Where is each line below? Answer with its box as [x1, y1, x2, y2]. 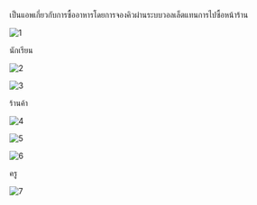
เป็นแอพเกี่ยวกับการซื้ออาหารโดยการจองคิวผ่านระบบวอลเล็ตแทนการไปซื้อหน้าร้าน [9, 10, 249, 20]
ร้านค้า [9, 98, 29, 108]
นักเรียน [9, 45, 33, 55]
